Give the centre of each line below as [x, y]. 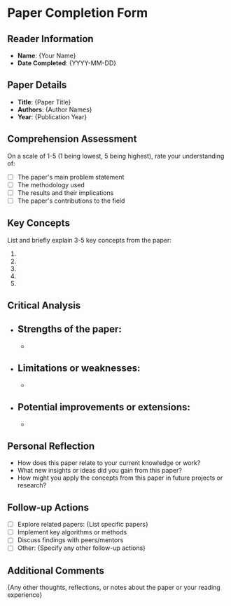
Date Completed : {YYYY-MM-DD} [67, 63]
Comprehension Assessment [72, 139]
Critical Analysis [44, 305]
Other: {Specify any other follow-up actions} [81, 548]
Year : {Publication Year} [52, 116]
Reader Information [50, 39]
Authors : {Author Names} [55, 109]
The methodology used [51, 184]
